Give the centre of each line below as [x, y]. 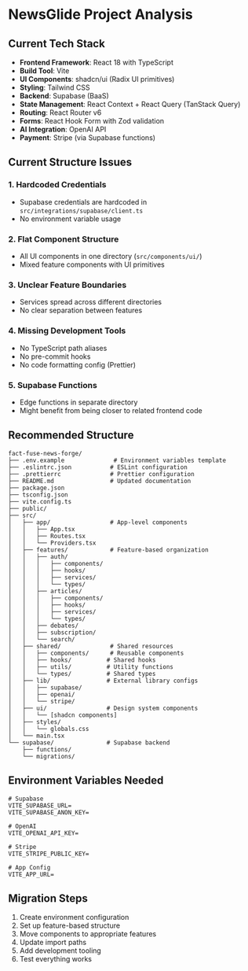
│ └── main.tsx [36, 736]
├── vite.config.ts [40, 501]
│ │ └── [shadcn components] [63, 715]
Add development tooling [60, 951]
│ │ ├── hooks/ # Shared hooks [82, 660]
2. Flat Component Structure [64, 239]
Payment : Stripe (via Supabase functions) [87, 138]
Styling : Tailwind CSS [55, 87]
